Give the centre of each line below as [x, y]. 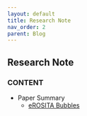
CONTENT [25, 82]
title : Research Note [39, 21]
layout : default [31, 14]
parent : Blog [27, 34]
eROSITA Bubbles [54, 105]
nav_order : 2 [27, 27]
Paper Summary [41, 98]
